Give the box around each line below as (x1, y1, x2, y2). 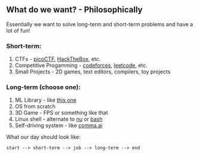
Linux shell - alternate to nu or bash (14, 116, 103, 123)
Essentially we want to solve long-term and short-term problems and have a (6, 20, 193, 27)
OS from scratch (14, 103, 56, 110)
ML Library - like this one (14, 97, 76, 104)
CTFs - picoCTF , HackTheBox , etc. (14, 56, 101, 63)
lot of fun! (6, 27, 30, 34)
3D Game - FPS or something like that (14, 109, 109, 116)
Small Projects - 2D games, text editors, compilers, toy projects (14, 68, 171, 75)
